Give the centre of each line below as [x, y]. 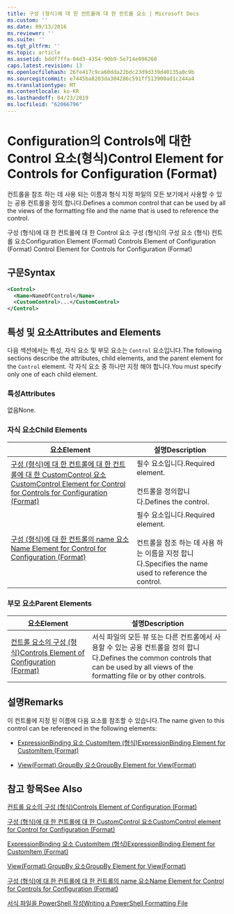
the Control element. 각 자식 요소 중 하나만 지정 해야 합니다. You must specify [114, 366]
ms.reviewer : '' [31, 33]
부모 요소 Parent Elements [50, 604]
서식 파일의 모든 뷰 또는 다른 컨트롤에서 [152, 637]
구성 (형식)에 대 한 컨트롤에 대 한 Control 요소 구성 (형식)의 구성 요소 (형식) [109, 232]
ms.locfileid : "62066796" [45, 105]
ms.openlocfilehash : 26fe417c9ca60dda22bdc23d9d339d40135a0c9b [101, 72]
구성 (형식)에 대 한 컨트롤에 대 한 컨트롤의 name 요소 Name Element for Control [116, 881]
